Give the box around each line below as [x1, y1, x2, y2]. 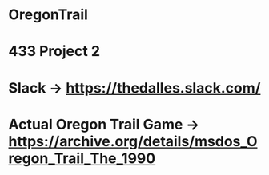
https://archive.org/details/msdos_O [8, 132, 258, 150]
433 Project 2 [8, 42, 101, 61]
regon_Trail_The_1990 [8, 149, 156, 167]
